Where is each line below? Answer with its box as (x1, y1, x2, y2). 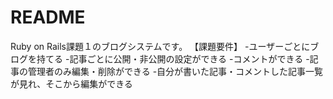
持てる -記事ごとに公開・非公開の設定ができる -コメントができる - (36, 52, 310, 65)
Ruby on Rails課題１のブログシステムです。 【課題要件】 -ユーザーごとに (10, 40, 311, 52)
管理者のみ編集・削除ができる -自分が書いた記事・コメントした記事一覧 (27, 65, 324, 77)
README (10, 6, 86, 29)
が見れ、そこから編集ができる (10, 77, 133, 90)
